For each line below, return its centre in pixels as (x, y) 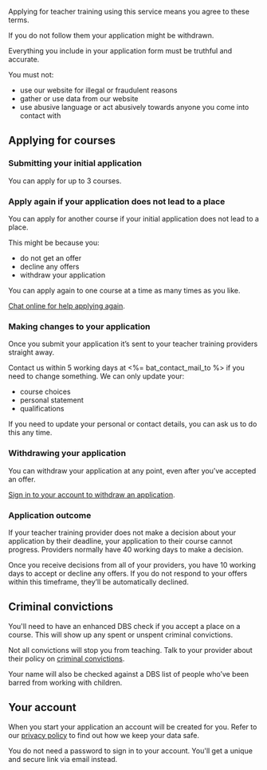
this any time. (30, 433)
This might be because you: (54, 242)
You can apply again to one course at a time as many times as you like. (124, 290)
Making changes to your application (79, 326)
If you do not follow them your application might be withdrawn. (111, 35)
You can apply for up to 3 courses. (65, 181)
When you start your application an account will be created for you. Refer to (133, 727)
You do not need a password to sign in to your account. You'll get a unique (131, 750)
